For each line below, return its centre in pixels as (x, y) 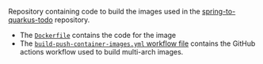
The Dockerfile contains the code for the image (98, 35)
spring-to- (219, 11)
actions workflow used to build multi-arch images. (101, 52)
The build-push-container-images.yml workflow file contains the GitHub (137, 43)
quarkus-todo (30, 20)
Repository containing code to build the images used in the (104, 11)
